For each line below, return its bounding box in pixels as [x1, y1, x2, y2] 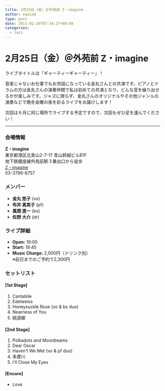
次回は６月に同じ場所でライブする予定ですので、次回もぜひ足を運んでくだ [5, 109, 156, 115]
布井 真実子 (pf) [12, 202, 44, 208]
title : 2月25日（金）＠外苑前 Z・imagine [5, 7, 83, 12]
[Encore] [5, 370, 24, 376]
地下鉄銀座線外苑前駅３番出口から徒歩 [5, 158, 82, 164]
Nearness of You [12, 309, 47, 315]
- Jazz [9, 30, 23, 35]
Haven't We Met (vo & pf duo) [12, 348, 73, 354]
